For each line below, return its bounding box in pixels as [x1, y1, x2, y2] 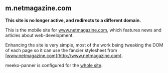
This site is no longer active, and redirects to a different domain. [5, 17, 141, 23]
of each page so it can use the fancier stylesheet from [5, 47, 117, 53]
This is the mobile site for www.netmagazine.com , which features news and [5, 27, 162, 33]
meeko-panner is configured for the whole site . [5, 62, 103, 68]
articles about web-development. [5, 32, 74, 38]
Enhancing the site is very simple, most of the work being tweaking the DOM [5, 42, 163, 48]
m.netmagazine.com [5, 4, 72, 12]
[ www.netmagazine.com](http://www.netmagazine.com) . [5, 52, 123, 58]
